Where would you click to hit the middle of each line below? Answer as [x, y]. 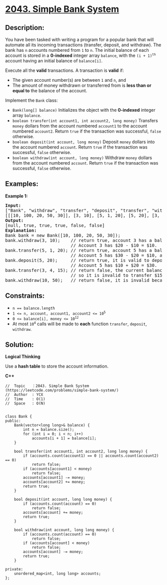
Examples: [22, 184]
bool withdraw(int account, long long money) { [64, 530]
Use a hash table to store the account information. [57, 366]
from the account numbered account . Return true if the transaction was [85, 163]
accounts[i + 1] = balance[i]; [64, 438]
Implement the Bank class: [32, 100]
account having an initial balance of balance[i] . [54, 61]
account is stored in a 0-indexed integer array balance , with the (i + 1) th [81, 55]
